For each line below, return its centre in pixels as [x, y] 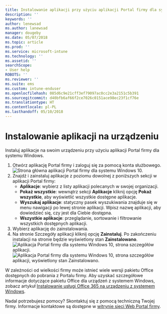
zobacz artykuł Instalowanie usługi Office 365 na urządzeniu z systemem [80, 286]
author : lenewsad [23, 24]
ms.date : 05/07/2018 [27, 38]
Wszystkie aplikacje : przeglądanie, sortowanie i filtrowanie [81, 218]
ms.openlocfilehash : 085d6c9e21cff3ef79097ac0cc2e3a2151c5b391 [72, 93]
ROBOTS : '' [16, 75]
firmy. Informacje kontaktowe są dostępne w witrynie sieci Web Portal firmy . [83, 306]
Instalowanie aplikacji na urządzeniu [82, 136]
